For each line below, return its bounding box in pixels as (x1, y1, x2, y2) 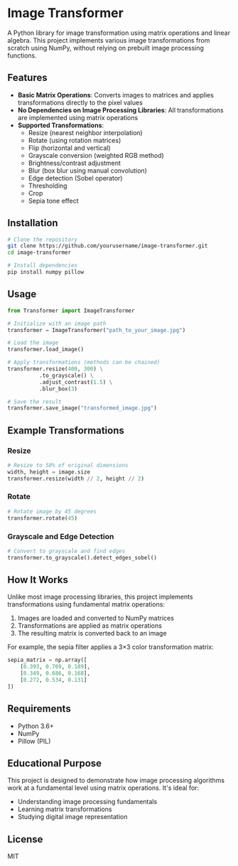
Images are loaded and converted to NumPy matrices (17, 614, 174, 623)
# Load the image (7, 339, 59, 346)
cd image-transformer (7, 249, 72, 257)
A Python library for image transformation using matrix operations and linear (7, 28, 231, 37)
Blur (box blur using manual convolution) (28, 166, 147, 175)
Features (7, 72, 48, 84)
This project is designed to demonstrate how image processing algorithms (7, 776, 225, 785)
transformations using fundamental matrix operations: (7, 600, 166, 609)
